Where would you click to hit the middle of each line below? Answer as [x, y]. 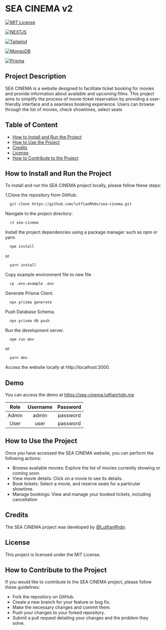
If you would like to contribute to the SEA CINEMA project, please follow [79, 582]
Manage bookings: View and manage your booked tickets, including [82, 494]
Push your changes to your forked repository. [59, 613]
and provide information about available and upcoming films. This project [80, 93]
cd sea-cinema [24, 223]
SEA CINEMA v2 [39, 9]
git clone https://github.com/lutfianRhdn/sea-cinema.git [71, 204]
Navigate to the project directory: [39, 214]
